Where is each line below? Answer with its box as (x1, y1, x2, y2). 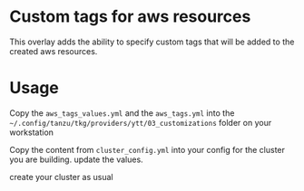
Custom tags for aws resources (9, 6, 251, 27)
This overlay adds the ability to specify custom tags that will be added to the (9, 36, 295, 47)
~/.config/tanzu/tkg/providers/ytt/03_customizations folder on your (9, 117, 272, 128)
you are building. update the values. (9, 154, 143, 165)
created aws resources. (9, 45, 98, 56)
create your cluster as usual (9, 171, 113, 182)
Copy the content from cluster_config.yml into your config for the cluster (9, 144, 286, 155)
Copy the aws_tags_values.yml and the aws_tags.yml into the (9, 107, 235, 119)
